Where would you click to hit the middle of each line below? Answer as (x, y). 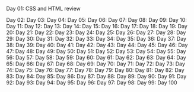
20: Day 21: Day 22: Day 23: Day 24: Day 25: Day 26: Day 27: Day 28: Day (96, 32)
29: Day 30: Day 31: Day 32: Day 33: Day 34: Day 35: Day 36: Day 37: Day (96, 39)
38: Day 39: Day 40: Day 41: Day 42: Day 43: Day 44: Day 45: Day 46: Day (97, 45)
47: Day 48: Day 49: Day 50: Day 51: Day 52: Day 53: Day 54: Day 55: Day (96, 51)
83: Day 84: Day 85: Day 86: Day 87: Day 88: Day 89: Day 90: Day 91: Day (96, 76)
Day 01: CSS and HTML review (44, 9)
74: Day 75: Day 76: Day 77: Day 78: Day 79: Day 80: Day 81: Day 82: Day (96, 70)
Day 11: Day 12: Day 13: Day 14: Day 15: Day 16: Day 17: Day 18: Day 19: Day (97, 26)
